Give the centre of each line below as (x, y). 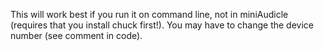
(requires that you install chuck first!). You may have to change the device (162, 25)
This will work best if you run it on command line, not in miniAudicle (149, 14)
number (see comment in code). (76, 35)
